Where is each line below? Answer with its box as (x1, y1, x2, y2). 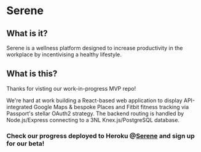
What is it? (6, 28, 48, 39)
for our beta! (6, 139, 45, 148)
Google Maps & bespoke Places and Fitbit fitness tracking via (33, 103, 189, 110)
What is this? (6, 69, 58, 79)
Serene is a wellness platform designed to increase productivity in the (6, 44, 183, 51)
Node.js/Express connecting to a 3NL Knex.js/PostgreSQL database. (6, 116, 180, 123)
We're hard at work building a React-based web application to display (6, 96, 183, 104)
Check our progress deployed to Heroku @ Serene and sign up (6, 131, 195, 140)
